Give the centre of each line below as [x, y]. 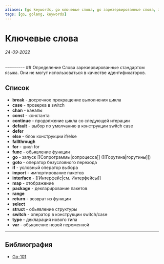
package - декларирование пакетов [50, 188]
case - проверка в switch [38, 105]
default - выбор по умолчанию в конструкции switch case [72, 126]
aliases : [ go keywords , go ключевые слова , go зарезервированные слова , [81, 10]
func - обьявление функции [41, 152]
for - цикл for [26, 146]
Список [17, 88]
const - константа [31, 115]
